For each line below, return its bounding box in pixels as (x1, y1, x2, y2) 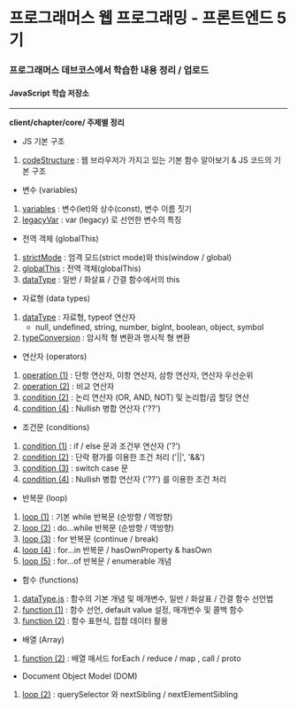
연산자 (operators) (21, 351, 88, 362)
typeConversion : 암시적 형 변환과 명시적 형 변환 (21, 333, 191, 343)
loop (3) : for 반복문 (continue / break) (21, 534, 159, 544)
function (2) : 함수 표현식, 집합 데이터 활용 (21, 616, 169, 627)
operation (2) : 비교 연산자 (21, 381, 115, 392)
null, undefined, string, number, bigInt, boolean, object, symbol (34, 322, 264, 333)
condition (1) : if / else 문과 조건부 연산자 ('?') (21, 441, 181, 451)
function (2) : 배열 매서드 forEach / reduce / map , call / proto (21, 653, 241, 664)
